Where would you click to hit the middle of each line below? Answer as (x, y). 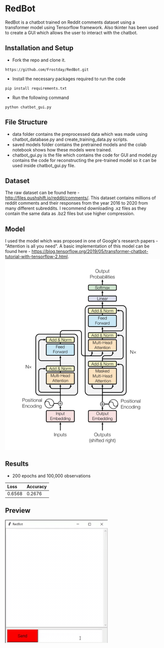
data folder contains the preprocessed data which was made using (80, 134)
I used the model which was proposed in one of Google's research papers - (82, 241)
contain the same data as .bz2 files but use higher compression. (70, 214)
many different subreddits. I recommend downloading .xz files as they (76, 208)
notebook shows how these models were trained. (62, 150)
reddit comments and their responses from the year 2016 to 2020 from (77, 203)
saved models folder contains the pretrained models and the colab (79, 144)
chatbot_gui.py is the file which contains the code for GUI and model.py (84, 155)
